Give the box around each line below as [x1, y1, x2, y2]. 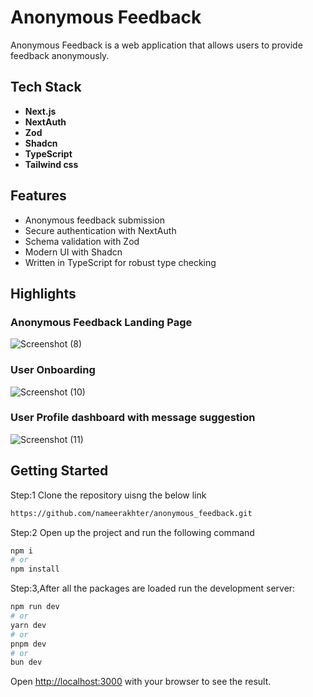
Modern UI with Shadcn [24, 246, 123, 258]
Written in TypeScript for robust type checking [24, 256, 217, 268]
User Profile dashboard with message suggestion [10, 411, 256, 425]
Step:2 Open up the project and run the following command [10, 526, 255, 538]
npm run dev [10, 602, 60, 612]
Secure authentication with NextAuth [24, 224, 177, 236]
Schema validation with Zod [24, 235, 140, 247]
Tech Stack [10, 79, 82, 96]
